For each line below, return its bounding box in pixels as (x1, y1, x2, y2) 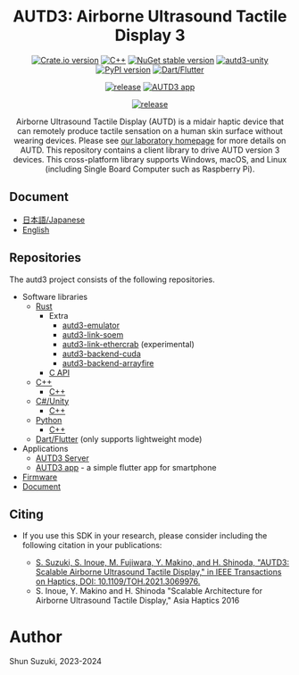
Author (9, 627, 62, 646)
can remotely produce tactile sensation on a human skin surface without (17, 125, 283, 136)
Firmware (21, 471, 58, 482)
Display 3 (114, 25, 186, 46)
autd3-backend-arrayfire (62, 357, 154, 368)
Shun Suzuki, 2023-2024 (9, 656, 103, 667)
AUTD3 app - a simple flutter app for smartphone (35, 462, 217, 472)
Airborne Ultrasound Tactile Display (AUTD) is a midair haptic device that (16, 116, 284, 127)
